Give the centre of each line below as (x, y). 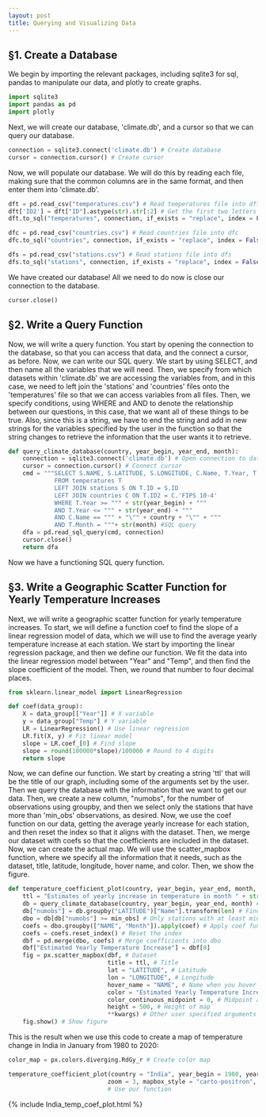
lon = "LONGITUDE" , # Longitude (161, 977)
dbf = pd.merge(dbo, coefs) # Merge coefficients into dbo (122, 941)
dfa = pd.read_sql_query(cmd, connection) (93, 532)
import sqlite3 (33, 97)
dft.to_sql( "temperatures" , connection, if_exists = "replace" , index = (131, 219)
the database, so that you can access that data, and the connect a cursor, (129, 352)
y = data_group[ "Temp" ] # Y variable (85, 722)
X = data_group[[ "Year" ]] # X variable (88, 714)
